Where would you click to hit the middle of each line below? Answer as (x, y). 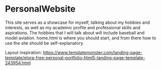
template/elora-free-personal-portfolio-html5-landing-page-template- (75, 57)
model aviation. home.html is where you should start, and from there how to (81, 38)
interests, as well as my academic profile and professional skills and (73, 27)
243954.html (18, 63)
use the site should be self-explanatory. (45, 43)
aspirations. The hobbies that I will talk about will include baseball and (75, 33)
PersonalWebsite (40, 9)
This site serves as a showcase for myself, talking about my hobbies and (78, 22)
